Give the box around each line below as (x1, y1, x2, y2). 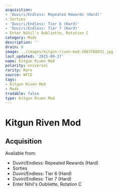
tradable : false (5, 91, 39, 96)
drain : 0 (5, 44, 24, 49)
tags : (5, 77, 17, 82)
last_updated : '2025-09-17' (5, 53, 64, 59)
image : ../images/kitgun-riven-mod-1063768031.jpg (5, 49, 113, 54)
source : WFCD (5, 72, 33, 77)
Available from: (5, 150, 36, 156)
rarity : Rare (5, 68, 33, 73)
